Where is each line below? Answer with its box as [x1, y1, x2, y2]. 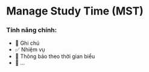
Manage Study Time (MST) [6, 4, 144, 18]
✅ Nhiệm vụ [14, 46, 45, 53]
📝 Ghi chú [14, 39, 40, 47]
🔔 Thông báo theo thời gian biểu [14, 53, 95, 60]
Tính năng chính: [6, 26, 57, 34]
